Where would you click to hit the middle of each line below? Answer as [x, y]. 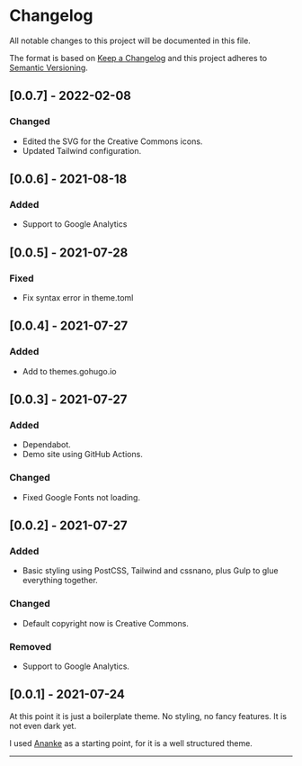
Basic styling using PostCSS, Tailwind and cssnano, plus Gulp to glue [150, 571]
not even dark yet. [43, 725]
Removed [31, 646]
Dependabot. [47, 445]
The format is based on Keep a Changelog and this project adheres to [138, 58]
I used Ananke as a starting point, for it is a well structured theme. [131, 743]
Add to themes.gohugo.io [69, 371]
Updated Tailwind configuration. [82, 150]
